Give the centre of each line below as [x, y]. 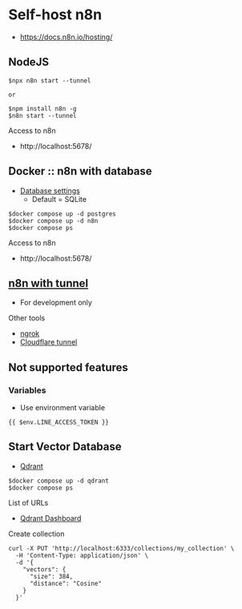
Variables [27, 390]
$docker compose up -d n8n [53, 221]
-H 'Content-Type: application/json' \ [82, 555]
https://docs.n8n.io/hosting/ [66, 37]
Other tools [27, 318]
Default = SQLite [59, 199]
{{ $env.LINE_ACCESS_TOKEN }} [59, 422]
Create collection [36, 534]
